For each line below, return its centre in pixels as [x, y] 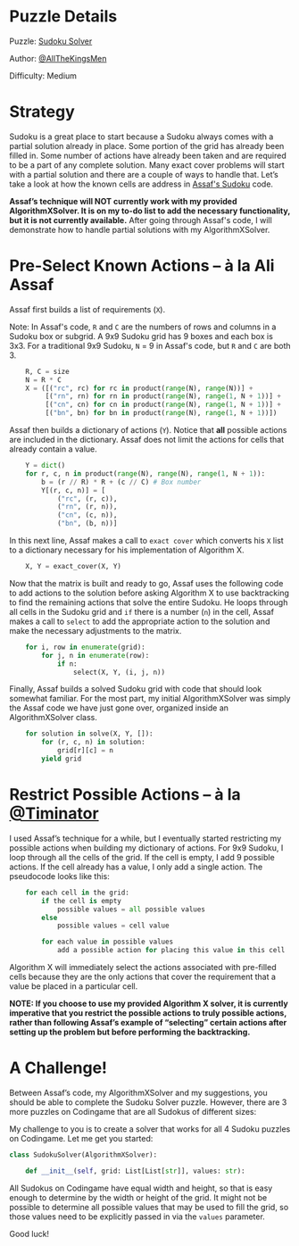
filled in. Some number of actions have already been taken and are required [148, 155]
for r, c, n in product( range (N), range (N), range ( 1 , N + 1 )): [145, 473]
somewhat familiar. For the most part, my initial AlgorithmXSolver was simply [150, 699]
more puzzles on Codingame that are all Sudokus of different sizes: [133, 1111]
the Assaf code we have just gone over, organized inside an [119, 708]
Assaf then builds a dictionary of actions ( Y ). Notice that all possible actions [148, 430]
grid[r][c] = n [85, 751]
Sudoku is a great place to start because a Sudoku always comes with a [141, 137]
